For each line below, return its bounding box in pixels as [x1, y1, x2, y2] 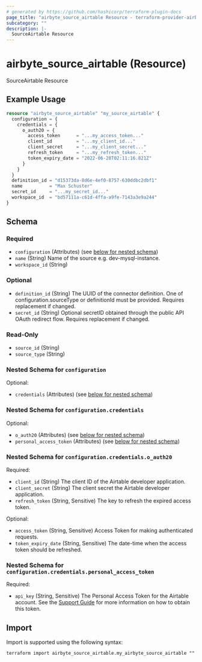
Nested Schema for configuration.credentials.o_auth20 [6, 453, 173, 461]
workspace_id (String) [14, 261, 68, 268]
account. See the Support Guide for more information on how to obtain [14, 599, 191, 606]
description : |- [6, 25, 47, 32]
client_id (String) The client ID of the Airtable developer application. [14, 478, 186, 485]
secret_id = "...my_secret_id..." [11, 189, 109, 195]
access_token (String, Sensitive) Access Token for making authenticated [14, 527, 194, 534]
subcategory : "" [6, 20, 47, 26]
